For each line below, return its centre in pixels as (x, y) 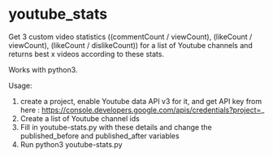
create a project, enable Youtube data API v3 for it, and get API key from (141, 101)
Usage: (20, 85)
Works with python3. (43, 69)
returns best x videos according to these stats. (87, 54)
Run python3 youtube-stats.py (71, 144)
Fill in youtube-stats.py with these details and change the (116, 127)
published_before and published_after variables (100, 136)
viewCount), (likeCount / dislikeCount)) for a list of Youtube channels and (131, 45)
